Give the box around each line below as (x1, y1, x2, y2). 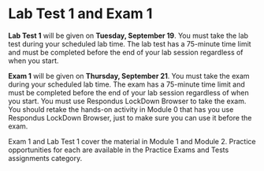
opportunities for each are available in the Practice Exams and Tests (8, 145, 229, 154)
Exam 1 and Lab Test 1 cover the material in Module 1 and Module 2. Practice (8, 136, 256, 146)
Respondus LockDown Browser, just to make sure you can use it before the (8, 113, 252, 122)
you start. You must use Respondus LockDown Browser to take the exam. (8, 96, 247, 106)
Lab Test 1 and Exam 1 (8, 5, 153, 23)
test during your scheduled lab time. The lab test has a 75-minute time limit (8, 39, 251, 48)
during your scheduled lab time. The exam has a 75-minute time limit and (8, 80, 246, 89)
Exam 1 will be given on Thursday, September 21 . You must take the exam (8, 71, 250, 80)
